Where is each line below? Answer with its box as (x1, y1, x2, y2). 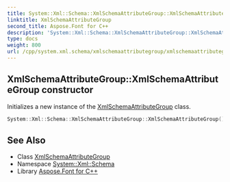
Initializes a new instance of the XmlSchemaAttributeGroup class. (7, 102, 192, 110)
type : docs (7, 36, 38, 42)
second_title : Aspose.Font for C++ (7, 23, 109, 29)
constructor (41, 84, 94, 96)
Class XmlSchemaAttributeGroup (16, 153, 111, 161)
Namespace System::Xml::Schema (16, 160, 115, 168)
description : (7, 29, 44, 36)
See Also (7, 134, 46, 146)
